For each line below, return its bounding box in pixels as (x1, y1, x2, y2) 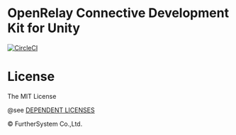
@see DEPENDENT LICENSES (7, 105, 95, 114)
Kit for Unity (7, 20, 80, 36)
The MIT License (7, 92, 57, 100)
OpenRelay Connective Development (7, 5, 229, 21)
